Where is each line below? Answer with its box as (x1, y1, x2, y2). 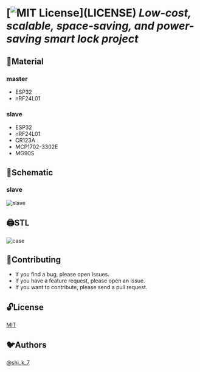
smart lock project (43, 32, 139, 46)
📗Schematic (6, 167, 53, 178)
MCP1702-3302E (15, 143, 58, 150)
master (6, 74, 28, 83)
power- (156, 19, 195, 33)
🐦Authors (6, 340, 47, 350)
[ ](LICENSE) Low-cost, (6, 6, 191, 20)
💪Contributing (6, 254, 61, 265)
